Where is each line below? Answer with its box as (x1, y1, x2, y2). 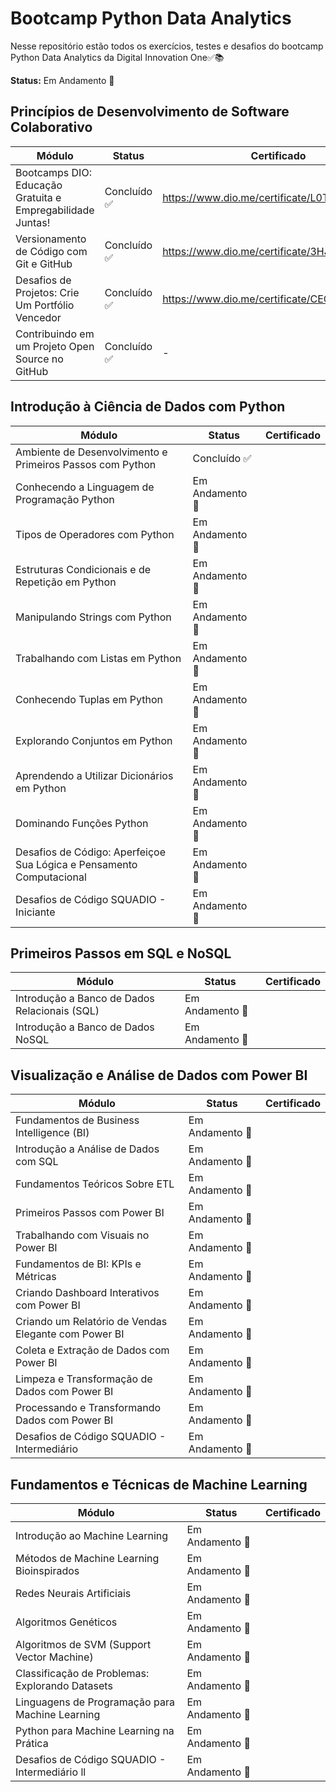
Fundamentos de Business (15, 1113, 140, 1127)
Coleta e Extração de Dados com (15, 1343, 170, 1357)
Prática (15, 1737, 49, 1750)
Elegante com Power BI (15, 1327, 125, 1341)
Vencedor (15, 310, 62, 324)
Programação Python (15, 492, 115, 506)
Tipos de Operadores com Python (15, 527, 175, 541)
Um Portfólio (15, 298, 75, 312)
